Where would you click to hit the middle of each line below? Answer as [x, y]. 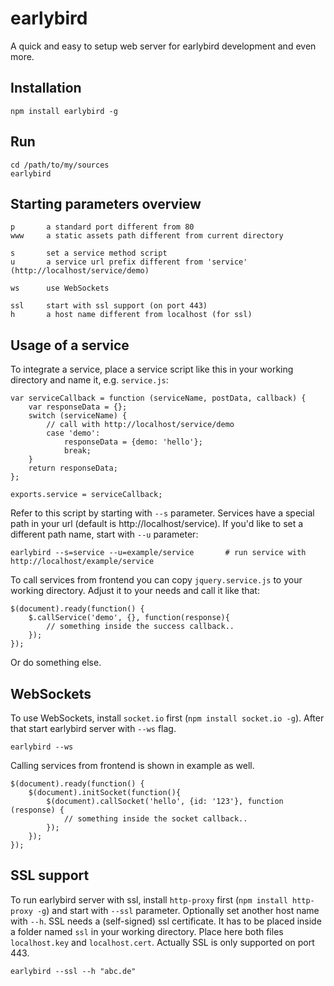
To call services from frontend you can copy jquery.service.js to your [156, 580]
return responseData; [73, 468]
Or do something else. [56, 663]
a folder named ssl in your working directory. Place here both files [147, 931]
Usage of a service [70, 345]
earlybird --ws [42, 747]
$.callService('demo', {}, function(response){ [129, 618]
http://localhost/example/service [82, 562]
